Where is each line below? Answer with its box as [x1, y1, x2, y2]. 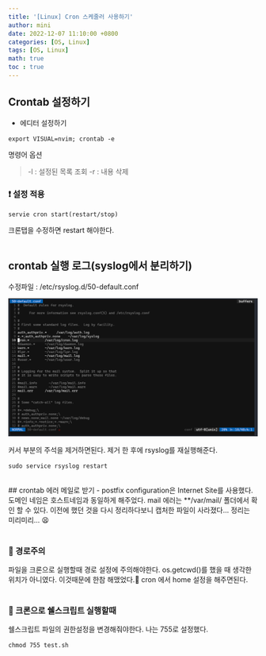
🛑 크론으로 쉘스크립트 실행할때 [8, 605, 117, 616]
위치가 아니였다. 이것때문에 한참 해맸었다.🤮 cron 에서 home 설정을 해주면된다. [8, 575, 249, 585]
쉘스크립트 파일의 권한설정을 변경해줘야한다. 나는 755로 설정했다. [8, 624, 208, 635]
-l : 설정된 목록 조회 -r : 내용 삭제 [27, 167, 129, 176]
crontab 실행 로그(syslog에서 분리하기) [8, 259, 192, 273]
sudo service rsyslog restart [8, 461, 108, 470]
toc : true [8, 64, 44, 71]
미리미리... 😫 [8, 515, 50, 524]
